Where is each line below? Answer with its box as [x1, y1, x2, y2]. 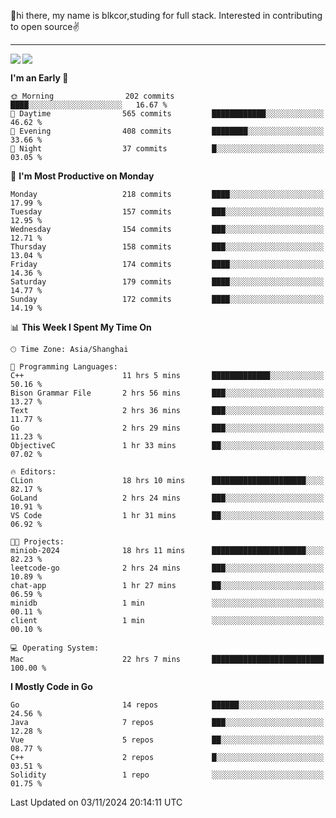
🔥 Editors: [10, 467, 57, 477]
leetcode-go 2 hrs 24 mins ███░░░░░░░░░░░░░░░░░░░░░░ [10, 563, 325, 573]
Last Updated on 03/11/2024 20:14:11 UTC [10, 796, 183, 808]
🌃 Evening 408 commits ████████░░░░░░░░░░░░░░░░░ [10, 126, 325, 136]
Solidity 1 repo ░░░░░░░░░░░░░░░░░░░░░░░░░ [10, 770, 325, 780]
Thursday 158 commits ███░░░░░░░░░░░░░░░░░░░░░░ [10, 242, 325, 252]
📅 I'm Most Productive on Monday [10, 170, 155, 182]
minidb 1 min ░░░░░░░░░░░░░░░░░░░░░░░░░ [10, 598, 325, 608]
